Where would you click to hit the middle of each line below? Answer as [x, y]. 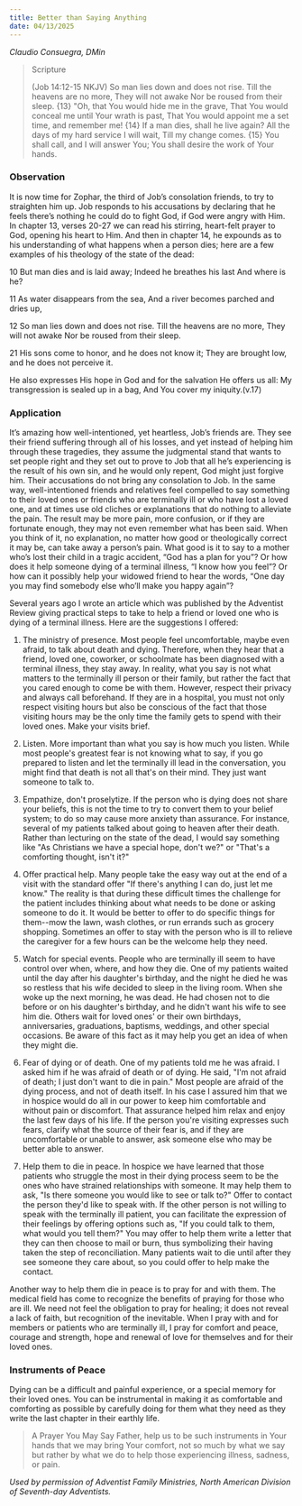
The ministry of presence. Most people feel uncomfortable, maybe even [156, 640]
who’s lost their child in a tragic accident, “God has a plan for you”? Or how [149, 557]
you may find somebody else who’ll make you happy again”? [122, 586]
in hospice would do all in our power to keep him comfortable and [144, 1101]
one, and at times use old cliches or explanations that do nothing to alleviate [151, 510]
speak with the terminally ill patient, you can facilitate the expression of [154, 1215]
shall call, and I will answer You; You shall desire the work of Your [153, 144]
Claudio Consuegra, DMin [58, 51]
